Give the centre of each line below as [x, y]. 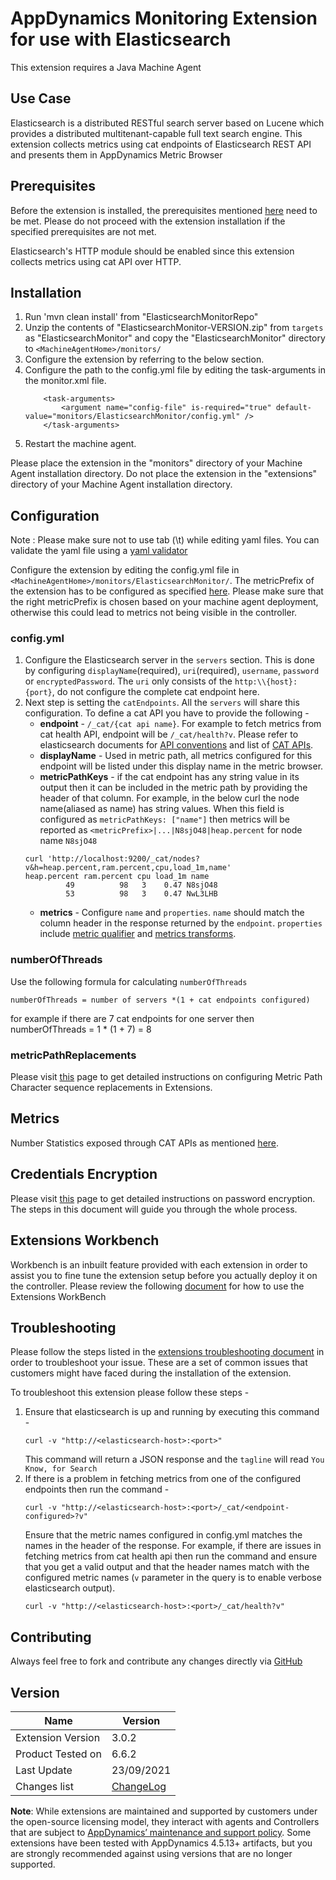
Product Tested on [58, 1754]
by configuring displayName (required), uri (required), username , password [172, 671]
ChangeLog [139, 1786]
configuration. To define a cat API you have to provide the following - [167, 713]
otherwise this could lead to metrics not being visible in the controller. [154, 613]
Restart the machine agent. [80, 444]
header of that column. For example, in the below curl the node [169, 798]
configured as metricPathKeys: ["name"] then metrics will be [165, 819]
